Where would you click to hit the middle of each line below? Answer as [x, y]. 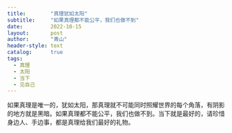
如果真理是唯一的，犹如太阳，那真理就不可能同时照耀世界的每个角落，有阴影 [116, 105]
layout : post [35, 33]
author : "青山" [37, 39]
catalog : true [35, 53]
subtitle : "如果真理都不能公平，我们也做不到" [73, 20]
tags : [15, 59]
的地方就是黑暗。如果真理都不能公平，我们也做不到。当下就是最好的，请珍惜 [116, 114]
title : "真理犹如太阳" [47, 14]
